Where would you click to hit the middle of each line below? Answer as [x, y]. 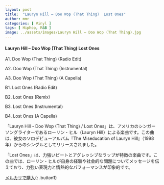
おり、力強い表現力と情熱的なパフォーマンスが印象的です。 [73, 167]
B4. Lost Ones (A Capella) [31, 116]
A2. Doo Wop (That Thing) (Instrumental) [46, 69]
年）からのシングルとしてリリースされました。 [52, 145]
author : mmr [17, 19]
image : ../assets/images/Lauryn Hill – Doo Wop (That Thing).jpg [73, 32]
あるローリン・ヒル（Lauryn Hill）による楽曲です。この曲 [96, 132]
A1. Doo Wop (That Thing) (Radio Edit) [43, 59]
